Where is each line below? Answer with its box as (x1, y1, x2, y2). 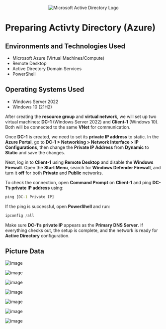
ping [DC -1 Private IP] (5, 194, 55, 199)
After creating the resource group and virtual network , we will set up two (5, 113, 157, 119)
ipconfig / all (5, 213, 35, 218)
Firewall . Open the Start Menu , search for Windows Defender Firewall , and (5, 164, 161, 170)
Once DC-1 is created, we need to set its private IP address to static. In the (5, 133, 159, 139)
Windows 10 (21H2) (12, 104, 52, 110)
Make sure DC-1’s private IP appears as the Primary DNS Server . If (5, 222, 143, 228)
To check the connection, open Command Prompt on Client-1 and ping (5, 179, 152, 185)
